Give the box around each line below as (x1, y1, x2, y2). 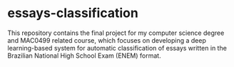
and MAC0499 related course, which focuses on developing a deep (7, 36, 207, 44)
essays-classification (7, 5, 139, 21)
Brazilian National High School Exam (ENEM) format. (7, 51, 162, 60)
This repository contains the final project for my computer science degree (7, 29, 225, 37)
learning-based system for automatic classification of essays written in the (7, 43, 227, 52)
